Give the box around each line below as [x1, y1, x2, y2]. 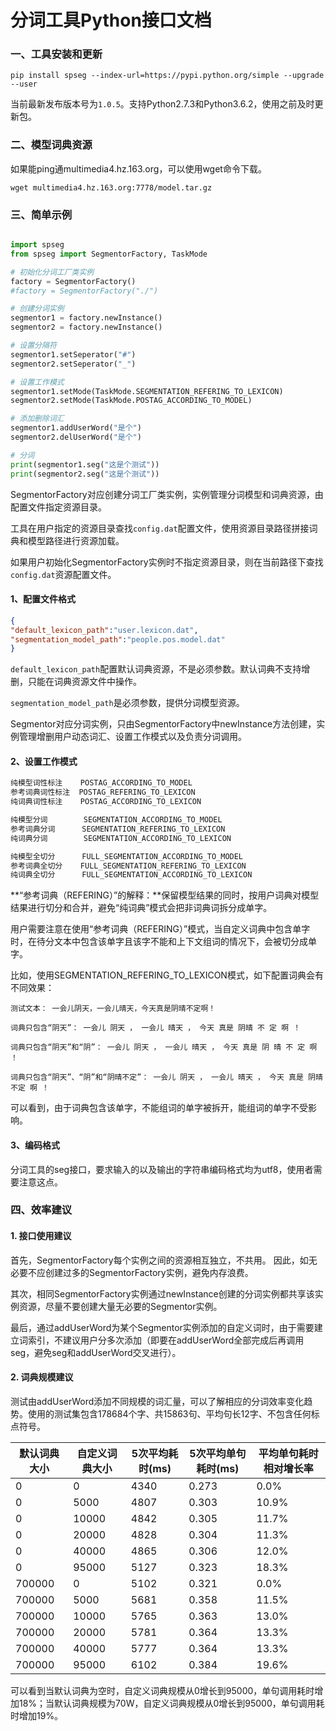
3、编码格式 [10, 1139, 61, 1151]
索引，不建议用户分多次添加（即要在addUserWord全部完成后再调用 [27, 1334, 305, 1346]
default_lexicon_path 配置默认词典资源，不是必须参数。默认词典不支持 [10, 663, 302, 675]
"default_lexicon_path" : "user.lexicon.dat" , [10, 625, 199, 635]
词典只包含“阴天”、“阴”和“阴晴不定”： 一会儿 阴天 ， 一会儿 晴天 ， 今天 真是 [10, 1072, 304, 1083]
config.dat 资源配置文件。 [10, 568, 117, 580]
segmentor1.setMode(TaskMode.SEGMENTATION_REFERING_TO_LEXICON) [10, 386, 284, 396]
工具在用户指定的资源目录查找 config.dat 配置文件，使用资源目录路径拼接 [10, 522, 310, 534]
